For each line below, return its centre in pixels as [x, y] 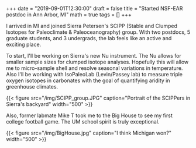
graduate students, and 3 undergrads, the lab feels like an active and [89, 38]
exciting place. [24, 44]
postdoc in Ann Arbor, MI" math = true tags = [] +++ [69, 15]
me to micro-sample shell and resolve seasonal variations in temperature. [94, 68]
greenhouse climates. [32, 87]
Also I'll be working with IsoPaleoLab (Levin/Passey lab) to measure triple [94, 74]
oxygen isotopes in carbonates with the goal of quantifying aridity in [88, 80]
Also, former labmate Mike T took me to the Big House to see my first [89, 115]
